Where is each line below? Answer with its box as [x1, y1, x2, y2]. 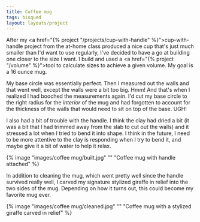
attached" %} [6, 160, 40, 168]
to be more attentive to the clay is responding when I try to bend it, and [6, 136, 181, 143]
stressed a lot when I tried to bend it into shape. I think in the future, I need [6, 130, 190, 137]
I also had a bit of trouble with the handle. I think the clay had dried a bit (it [6, 117, 190, 124]
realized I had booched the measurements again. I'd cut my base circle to [6, 92, 187, 100]
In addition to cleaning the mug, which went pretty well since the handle [6, 172, 184, 179]
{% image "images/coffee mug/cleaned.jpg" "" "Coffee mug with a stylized [6, 203, 192, 210]
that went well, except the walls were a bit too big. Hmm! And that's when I [6, 86, 190, 94]
